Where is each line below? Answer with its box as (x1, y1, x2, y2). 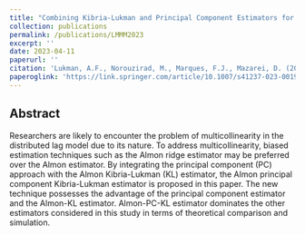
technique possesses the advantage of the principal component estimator (9, 188, 286, 199)
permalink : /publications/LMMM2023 (9, 30, 144, 39)
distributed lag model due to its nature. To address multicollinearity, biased (9, 140, 289, 151)
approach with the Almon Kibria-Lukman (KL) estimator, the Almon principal (9, 169, 293, 180)
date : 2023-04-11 (9, 47, 75, 56)
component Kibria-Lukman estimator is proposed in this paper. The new (9, 178, 279, 189)
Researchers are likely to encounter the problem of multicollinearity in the (9, 130, 284, 141)
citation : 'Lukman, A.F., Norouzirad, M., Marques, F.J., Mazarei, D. (9, 64, 282, 73)
